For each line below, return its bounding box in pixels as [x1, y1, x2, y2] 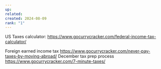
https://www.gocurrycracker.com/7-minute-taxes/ [5, 58, 106, 64]
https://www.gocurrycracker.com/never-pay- [60, 48, 151, 54]
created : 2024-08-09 [5, 16, 47, 21]
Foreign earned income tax [5, 48, 59, 54]
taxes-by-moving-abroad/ [5, 54, 57, 59]
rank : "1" [5, 20, 25, 26]
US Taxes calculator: [5, 34, 47, 40]
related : [5, 12, 23, 16]
